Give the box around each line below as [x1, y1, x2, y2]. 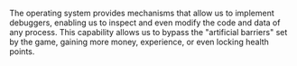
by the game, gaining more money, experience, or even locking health [9, 36, 269, 47]
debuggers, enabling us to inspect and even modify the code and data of [9, 17, 281, 28]
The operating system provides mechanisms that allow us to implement [9, 8, 275, 18]
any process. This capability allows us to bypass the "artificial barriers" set [9, 27, 288, 37]
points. [9, 46, 35, 57]
